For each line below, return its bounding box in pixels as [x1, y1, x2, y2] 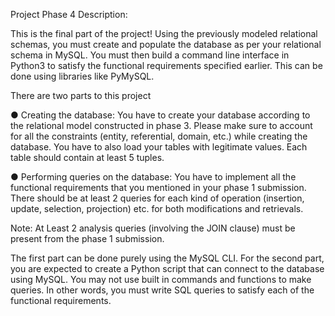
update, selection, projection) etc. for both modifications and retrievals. [10, 203, 304, 214]
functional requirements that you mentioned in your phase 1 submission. [10, 182, 307, 193]
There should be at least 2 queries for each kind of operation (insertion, [10, 192, 305, 204]
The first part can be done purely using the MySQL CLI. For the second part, [10, 252, 325, 264]
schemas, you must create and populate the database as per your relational [10, 39, 322, 50]
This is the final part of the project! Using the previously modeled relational [10, 28, 318, 39]
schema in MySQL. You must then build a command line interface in [10, 49, 290, 61]
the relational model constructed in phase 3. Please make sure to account [10, 120, 313, 131]
